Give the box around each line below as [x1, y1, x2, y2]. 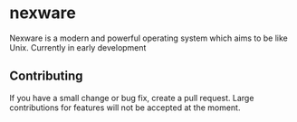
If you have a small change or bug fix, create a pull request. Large [9, 92, 254, 103]
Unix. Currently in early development [9, 42, 147, 52]
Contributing [9, 69, 83, 84]
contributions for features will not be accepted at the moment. [9, 102, 241, 113]
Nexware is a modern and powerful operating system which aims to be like [9, 33, 288, 43]
